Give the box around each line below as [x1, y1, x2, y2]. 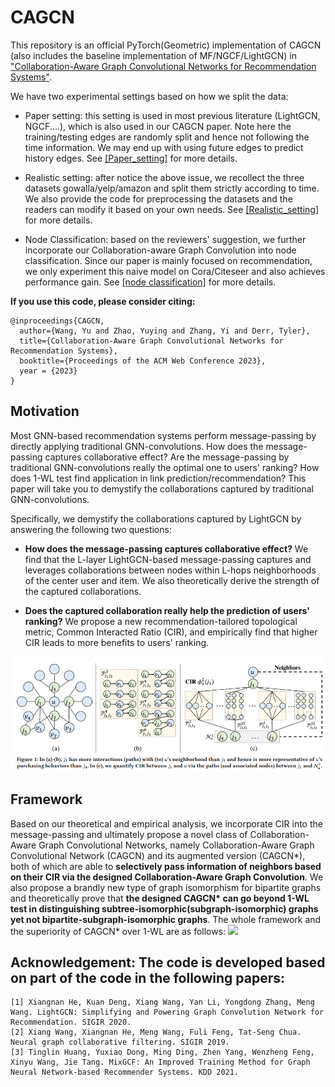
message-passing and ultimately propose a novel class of [10, 828, 248, 840]
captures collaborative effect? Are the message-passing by [44, 451, 290, 463]
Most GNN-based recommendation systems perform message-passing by [10, 429, 317, 441]
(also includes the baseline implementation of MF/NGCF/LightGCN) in [10, 49, 297, 61]
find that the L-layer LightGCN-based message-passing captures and [24, 553, 312, 565]
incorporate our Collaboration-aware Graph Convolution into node [24, 244, 297, 256]
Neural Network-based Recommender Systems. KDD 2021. [10, 1067, 240, 1078]
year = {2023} [19, 366, 78, 376]
